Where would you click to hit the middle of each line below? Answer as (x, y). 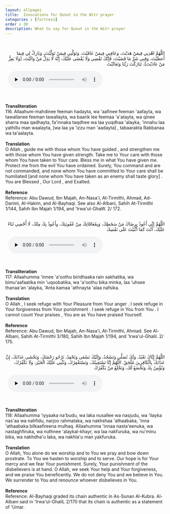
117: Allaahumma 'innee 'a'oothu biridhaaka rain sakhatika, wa (70, 277)
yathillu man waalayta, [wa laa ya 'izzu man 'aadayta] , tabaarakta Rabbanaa (85, 128)
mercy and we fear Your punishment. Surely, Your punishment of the (77, 464)
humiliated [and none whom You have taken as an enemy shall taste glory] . (84, 176)
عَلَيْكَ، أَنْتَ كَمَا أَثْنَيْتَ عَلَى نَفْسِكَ (136, 230)
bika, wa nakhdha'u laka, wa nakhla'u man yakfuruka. (61, 437)
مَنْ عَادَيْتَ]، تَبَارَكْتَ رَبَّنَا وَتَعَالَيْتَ (136, 64)
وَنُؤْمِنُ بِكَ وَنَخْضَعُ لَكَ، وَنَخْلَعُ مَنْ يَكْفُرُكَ (129, 368)
